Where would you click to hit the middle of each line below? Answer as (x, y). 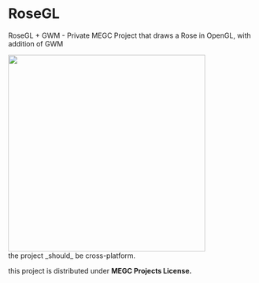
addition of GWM (36, 43)
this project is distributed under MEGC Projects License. (100, 270)
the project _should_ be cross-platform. (72, 255)
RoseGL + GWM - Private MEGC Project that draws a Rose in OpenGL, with (130, 35)
